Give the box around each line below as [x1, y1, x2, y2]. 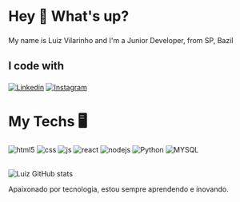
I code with [8, 59, 65, 73]
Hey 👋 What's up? [8, 7, 130, 26]
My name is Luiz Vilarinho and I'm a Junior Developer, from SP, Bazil [8, 36, 234, 46]
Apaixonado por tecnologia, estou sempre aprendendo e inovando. [8, 184, 230, 194]
